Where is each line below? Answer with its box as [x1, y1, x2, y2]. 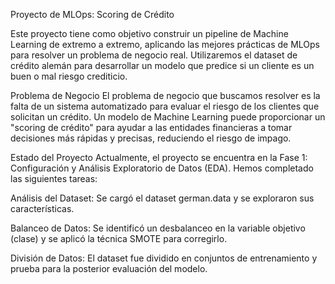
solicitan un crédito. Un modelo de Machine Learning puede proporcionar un [10, 111, 326, 123]
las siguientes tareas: [10, 173, 98, 184]
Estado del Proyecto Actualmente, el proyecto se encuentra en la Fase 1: [10, 152, 308, 163]
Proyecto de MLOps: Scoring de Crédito [10, 9, 175, 20]
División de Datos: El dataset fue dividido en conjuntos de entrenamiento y [10, 252, 318, 264]
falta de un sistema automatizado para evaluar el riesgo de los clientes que [10, 100, 320, 112]
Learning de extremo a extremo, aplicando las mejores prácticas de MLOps [10, 39, 321, 50]
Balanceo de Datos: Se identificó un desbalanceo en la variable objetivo [10, 222, 306, 234]
